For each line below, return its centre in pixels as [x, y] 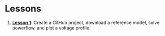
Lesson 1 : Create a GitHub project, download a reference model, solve [86, 22]
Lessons [23, 9]
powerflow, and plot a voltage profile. [51, 27]
